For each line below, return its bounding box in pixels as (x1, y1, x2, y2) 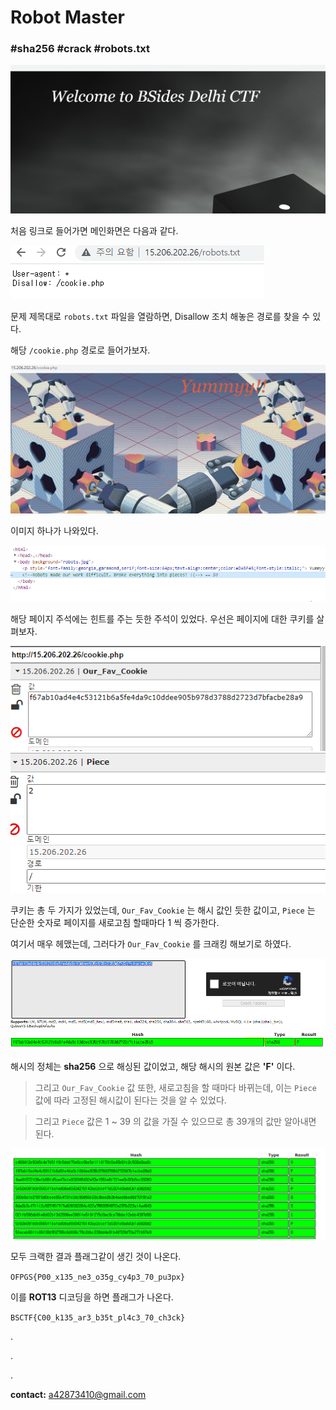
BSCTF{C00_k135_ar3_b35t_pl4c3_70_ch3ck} (10, 1312, 186, 1323)
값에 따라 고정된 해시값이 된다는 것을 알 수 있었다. (34, 1094, 227, 1106)
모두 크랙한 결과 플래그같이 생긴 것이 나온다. (10, 1250, 182, 1262)
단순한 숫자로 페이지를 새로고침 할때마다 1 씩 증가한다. (10, 916, 220, 928)
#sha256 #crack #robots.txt (10, 42, 151, 56)
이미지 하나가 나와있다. (10, 524, 99, 536)
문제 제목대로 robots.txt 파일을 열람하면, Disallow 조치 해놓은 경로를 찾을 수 (10, 311, 311, 323)
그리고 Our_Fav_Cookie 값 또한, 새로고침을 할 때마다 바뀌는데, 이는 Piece (34, 1081, 317, 1093)
